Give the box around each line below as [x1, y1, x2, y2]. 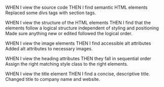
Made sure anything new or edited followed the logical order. [5, 31, 133, 36]
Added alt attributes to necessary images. [5, 46, 93, 51]
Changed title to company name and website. [5, 76, 101, 82]
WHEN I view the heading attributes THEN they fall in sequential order [5, 55, 151, 62]
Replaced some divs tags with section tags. [5, 10, 96, 16]
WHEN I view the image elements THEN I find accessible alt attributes [5, 40, 151, 46]
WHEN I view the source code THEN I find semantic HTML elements [5, 5, 148, 10]
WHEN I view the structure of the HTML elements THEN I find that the [5, 20, 151, 25]
